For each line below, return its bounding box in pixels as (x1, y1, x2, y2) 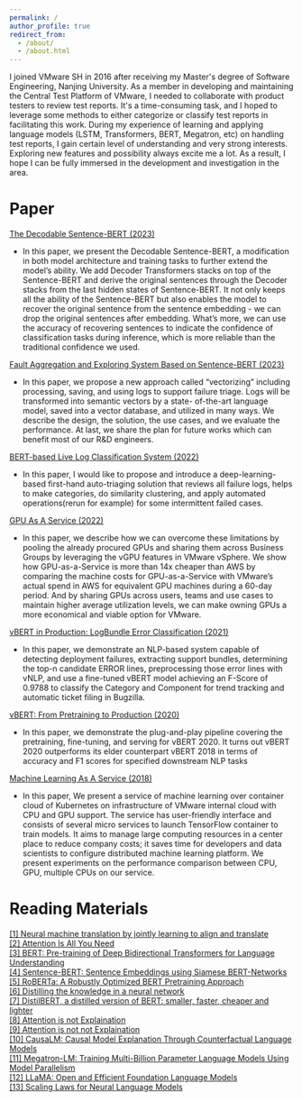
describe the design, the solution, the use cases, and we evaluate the (22, 415, 280, 426)
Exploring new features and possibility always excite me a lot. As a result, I (9, 148, 286, 159)
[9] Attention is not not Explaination (9, 1024, 141, 1034)
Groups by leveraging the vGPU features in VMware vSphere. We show (22, 551, 287, 563)
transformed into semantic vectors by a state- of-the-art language (22, 396, 269, 406)
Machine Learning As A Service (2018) (9, 773, 153, 784)
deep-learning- (219, 469, 277, 480)
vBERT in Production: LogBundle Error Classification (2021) (9, 627, 229, 638)
